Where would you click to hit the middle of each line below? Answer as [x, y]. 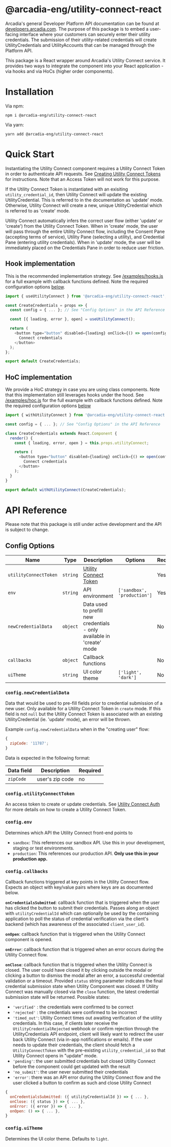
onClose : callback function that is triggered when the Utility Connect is [79, 965]
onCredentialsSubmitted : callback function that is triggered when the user [83, 902]
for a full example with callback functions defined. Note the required [77, 281]
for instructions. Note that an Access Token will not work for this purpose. [83, 179]
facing [12, 34]
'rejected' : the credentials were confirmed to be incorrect [75, 1012]
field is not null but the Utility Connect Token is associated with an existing [84, 714]
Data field [20, 770]
